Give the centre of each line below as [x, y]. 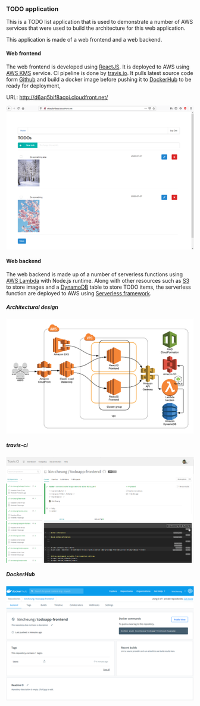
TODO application [32, 9]
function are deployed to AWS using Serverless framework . [79, 293]
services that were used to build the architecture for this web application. [96, 28]
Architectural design [32, 307]
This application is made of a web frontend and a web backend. [84, 40]
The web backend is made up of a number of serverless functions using [95, 274]
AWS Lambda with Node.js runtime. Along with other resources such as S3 [98, 281]
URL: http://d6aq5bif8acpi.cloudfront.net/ [57, 97]
